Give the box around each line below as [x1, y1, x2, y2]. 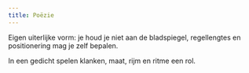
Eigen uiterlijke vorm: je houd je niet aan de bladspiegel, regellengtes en [8, 33, 241, 42]
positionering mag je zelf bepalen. [8, 40, 119, 50]
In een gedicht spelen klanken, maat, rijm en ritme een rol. [8, 56, 196, 65]
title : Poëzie [8, 11, 55, 19]
